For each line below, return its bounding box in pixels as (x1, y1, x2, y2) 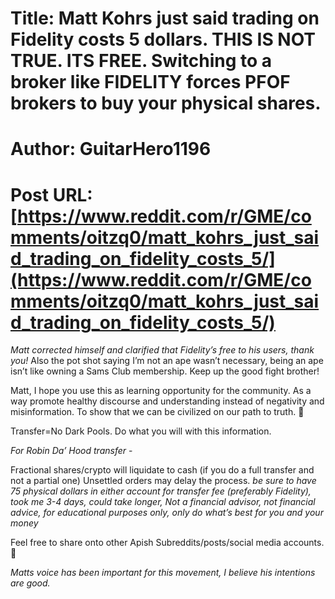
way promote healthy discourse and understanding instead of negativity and (10, 395, 325, 407)
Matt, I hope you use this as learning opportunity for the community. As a (10, 385, 312, 397)
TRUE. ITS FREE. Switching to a (10, 50, 273, 72)
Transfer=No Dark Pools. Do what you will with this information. (10, 425, 272, 437)
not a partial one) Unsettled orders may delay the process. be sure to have (10, 475, 317, 487)
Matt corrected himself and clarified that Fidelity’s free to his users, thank (10, 344, 315, 356)
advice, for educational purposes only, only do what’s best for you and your (10, 507, 324, 519)
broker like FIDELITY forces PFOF (10, 71, 291, 94)
